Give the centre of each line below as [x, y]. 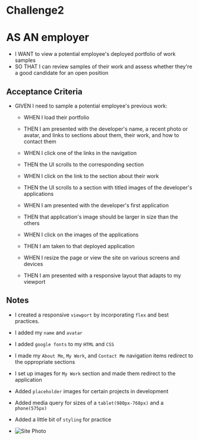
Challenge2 [35, 10]
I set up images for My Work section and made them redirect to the [95, 373]
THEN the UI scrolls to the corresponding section [84, 164]
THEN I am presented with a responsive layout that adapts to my [102, 275]
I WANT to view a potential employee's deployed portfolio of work [95, 54]
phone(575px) [31, 408]
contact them [40, 141]
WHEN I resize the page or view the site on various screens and [102, 257]
